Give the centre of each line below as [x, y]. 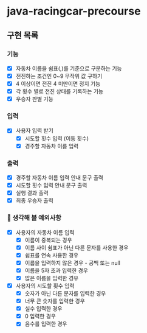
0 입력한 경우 [40, 316]
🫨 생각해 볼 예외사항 [34, 218]
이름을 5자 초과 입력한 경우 [56, 270]
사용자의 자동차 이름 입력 [45, 232]
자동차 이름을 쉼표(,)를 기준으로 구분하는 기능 [69, 68]
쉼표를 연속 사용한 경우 [52, 255]
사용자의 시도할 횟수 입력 [45, 286]
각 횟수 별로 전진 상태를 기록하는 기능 [60, 91]
